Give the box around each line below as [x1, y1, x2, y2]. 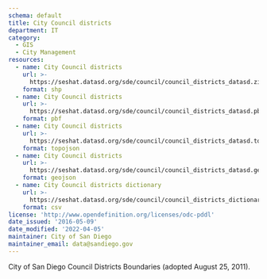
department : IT [8, 26, 59, 34]
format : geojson [22, 174, 77, 182]
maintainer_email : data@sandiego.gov [8, 240, 133, 248]
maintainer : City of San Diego [8, 233, 112, 241]
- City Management [15, 48, 77, 56]
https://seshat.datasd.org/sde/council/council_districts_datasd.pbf [29, 108, 265, 116]
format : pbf [22, 115, 62, 123]
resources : [8, 56, 44, 64]
